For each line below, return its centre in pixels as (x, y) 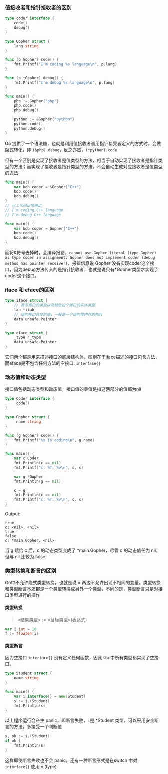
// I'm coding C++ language (34, 210)
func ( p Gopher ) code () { (32, 60)
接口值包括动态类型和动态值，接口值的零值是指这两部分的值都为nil (73, 389)
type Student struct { (29, 673)
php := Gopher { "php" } (36, 101)
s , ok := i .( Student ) (28, 736)
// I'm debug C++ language (33, 215)
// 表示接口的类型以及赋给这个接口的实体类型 (55, 305)
